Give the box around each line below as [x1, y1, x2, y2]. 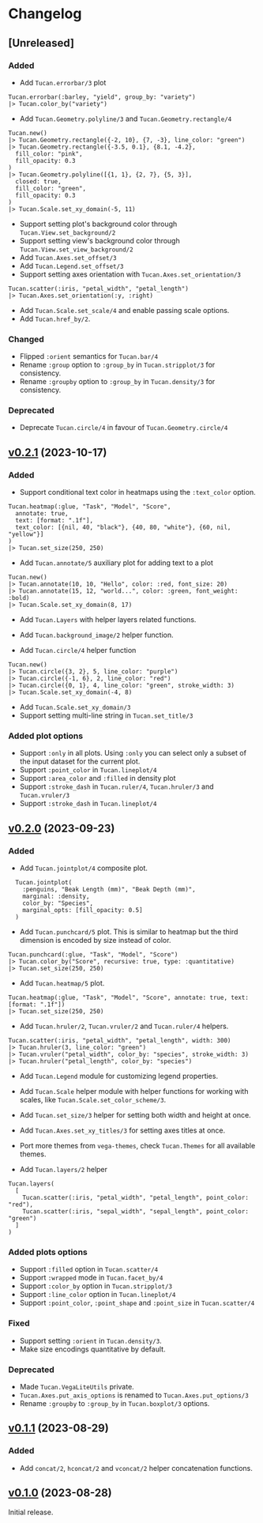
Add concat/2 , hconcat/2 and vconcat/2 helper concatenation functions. [19, 1463, 253, 1472]
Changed [8, 334, 45, 345]
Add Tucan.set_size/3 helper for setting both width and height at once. [19, 1110, 251, 1120]
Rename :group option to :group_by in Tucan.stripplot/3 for [19, 360, 216, 370]
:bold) [8, 594, 30, 602]
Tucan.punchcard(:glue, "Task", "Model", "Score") [8, 951, 178, 959]
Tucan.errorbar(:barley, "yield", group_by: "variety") [8, 92, 196, 101]
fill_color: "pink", [15, 149, 83, 158]
